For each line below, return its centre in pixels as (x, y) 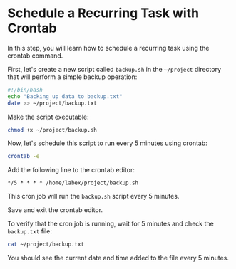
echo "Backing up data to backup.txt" (65, 96)
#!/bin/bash (25, 90)
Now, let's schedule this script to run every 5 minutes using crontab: (108, 143)
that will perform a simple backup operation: (72, 77)
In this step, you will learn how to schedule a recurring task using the (108, 48)
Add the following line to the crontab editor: (71, 170)
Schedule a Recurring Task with (103, 13)
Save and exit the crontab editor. (55, 210)
